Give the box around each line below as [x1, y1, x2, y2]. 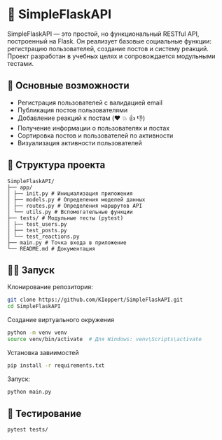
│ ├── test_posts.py [7, 227, 68, 234]
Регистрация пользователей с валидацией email [17, 98, 163, 107]
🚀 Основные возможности [7, 80, 130, 92]
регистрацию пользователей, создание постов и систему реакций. [7, 44, 209, 53]
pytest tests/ [7, 426, 49, 434]
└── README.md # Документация [7, 245, 96, 252]
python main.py [7, 388, 52, 395]
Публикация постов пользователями [17, 105, 128, 114]
